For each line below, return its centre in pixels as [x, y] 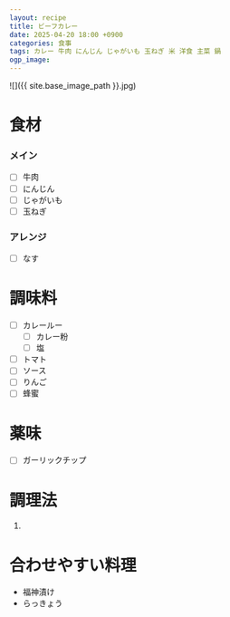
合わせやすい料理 [73, 565]
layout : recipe [38, 18]
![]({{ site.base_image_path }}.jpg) [73, 86]
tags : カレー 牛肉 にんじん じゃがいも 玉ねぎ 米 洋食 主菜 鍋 [115, 52]
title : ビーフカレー [44, 26]
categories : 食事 [41, 43]
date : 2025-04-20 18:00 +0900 [67, 34]
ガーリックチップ [54, 460]
